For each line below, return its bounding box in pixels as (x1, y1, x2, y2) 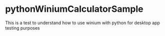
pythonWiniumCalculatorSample (5, 3, 144, 15)
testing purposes (5, 25, 40, 31)
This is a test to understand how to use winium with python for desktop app (5, 20, 161, 26)
